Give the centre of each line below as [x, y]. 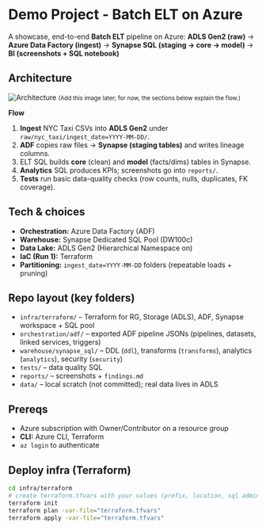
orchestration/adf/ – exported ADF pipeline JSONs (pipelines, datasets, [138, 334]
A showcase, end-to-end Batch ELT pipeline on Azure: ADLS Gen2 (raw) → [131, 36]
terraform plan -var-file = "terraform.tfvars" [84, 510]
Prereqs [28, 409]
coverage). [37, 187]
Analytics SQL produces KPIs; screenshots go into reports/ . [119, 170]
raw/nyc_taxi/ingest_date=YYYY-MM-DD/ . [85, 136]
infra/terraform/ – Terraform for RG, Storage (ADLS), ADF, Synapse [131, 317]
